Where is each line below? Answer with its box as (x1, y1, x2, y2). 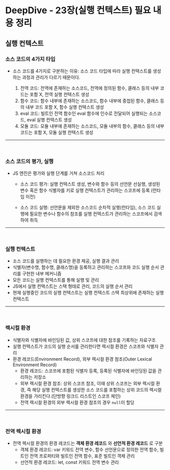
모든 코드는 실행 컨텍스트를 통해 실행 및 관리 (12, 277, 100, 283)
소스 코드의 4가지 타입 (5, 55, 56, 62)
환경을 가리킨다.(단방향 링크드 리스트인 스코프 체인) (20, 393, 121, 399)
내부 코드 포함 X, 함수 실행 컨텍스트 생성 (25, 104, 104, 110)
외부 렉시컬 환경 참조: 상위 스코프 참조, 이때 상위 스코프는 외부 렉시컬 (20, 380, 155, 386)
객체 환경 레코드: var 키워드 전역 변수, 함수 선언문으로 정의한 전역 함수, (20, 447, 159, 453)
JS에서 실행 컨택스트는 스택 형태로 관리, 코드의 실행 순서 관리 (12, 283, 133, 289)
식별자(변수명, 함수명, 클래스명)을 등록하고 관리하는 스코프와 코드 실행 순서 (12, 264, 159, 270)
